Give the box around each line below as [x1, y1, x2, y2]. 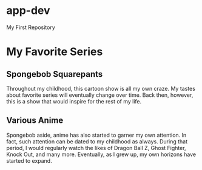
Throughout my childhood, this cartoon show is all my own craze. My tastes [6, 85, 196, 92]
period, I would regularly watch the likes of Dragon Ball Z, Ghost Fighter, [6, 144, 186, 151]
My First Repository [6, 24, 56, 31]
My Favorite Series [6, 45, 103, 59]
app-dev [6, 4, 50, 18]
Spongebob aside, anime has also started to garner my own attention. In [6, 131, 187, 139]
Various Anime [6, 116, 64, 126]
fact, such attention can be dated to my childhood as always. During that [6, 137, 188, 145]
